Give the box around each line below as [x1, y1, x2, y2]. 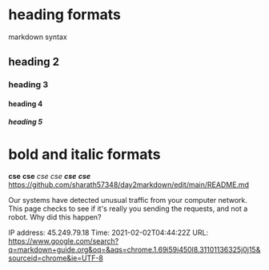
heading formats [8, 6, 122, 24]
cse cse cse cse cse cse [8, 172, 91, 181]
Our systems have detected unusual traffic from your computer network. [8, 196, 248, 205]
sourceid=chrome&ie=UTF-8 [8, 253, 104, 263]
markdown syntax [8, 32, 68, 42]
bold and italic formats [8, 145, 162, 163]
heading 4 [8, 98, 43, 109]
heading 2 [8, 55, 60, 69]
